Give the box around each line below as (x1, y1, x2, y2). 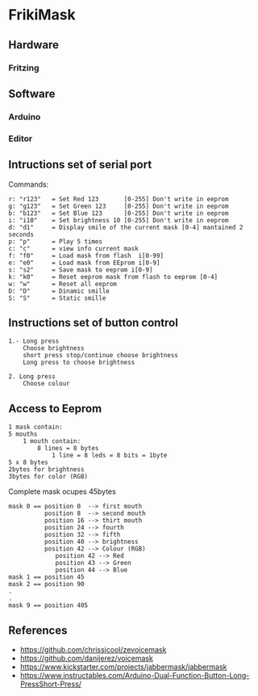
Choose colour (23, 380, 70, 388)
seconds (8, 230, 35, 238)
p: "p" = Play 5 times (8, 237, 103, 246)
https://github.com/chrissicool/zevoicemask (19, 644, 167, 654)
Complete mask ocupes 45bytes (8, 487, 117, 496)
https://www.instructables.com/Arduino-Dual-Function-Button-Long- (19, 670, 250, 680)
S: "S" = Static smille (8, 293, 106, 302)
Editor (8, 133, 33, 144)
